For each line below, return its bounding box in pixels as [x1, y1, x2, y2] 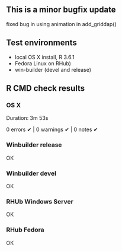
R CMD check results [6, 83, 85, 94]
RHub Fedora [6, 225, 44, 234]
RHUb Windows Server [6, 197, 74, 205]
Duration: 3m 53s [6, 115, 49, 122]
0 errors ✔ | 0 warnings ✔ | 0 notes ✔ [6, 126, 98, 133]
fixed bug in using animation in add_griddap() [6, 20, 117, 27]
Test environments [6, 38, 77, 48]
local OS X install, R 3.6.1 [14, 53, 75, 61]
